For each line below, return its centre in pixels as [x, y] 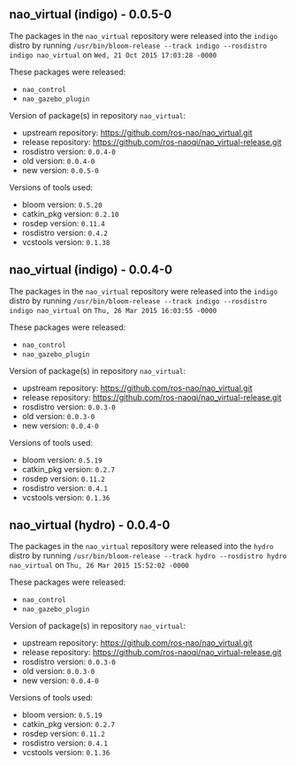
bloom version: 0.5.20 [62, 204]
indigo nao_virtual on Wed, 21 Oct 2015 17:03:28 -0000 [113, 54]
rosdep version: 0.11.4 [64, 223]
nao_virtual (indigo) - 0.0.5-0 [91, 15]
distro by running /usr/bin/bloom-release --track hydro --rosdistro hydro [148, 555]
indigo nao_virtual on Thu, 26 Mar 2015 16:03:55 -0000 [113, 310]
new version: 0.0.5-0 [60, 170]
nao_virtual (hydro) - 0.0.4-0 [90, 525]
